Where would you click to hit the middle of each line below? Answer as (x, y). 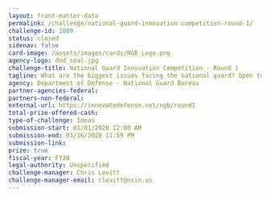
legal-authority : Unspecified (59, 166)
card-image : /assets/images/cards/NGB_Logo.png (90, 53)
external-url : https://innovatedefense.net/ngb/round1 (102, 105)
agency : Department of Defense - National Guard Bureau (104, 83)
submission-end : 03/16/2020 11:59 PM (72, 135)
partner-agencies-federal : (53, 90)
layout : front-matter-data (53, 16)
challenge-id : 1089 (41, 31)
